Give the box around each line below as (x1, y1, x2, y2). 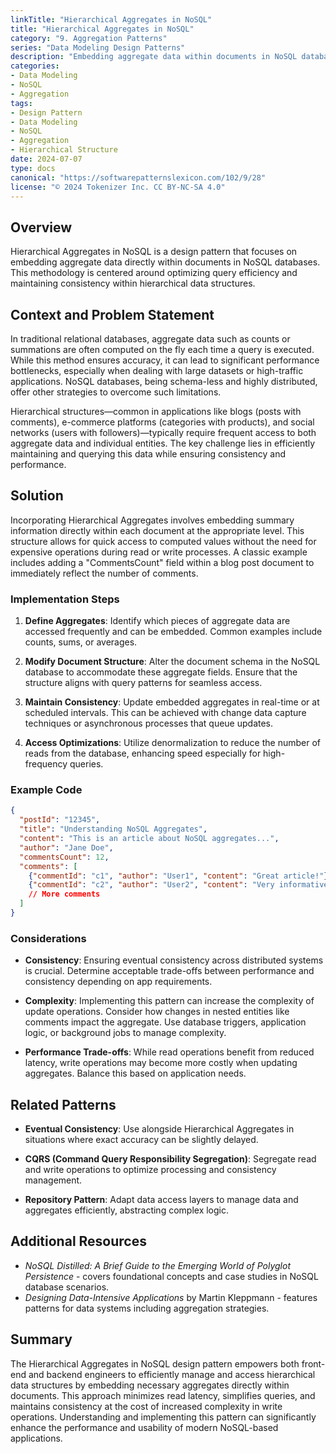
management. (24, 1174, 83, 1186)
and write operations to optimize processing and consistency (24, 1164, 277, 1176)
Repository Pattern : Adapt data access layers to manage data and (24, 1194, 299, 1206)
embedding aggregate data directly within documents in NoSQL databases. (10, 256, 321, 268)
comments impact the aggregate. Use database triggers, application (24, 1016, 307, 1028)
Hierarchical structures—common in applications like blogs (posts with (10, 406, 302, 417)
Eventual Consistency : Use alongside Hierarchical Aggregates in (24, 1123, 295, 1135)
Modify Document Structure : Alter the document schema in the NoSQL (24, 656, 321, 668)
